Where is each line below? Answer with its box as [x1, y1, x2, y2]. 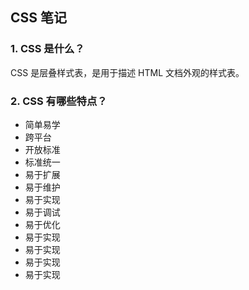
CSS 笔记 [10, 9, 68, 27]
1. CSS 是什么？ [10, 42, 85, 56]
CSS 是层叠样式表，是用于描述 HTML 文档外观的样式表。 [10, 66, 245, 78]
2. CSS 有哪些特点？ [10, 94, 108, 108]
